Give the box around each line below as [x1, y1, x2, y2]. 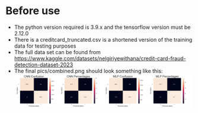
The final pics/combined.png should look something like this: [14, 67, 163, 74]
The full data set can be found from [14, 48, 101, 55]
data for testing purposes [14, 42, 76, 49]
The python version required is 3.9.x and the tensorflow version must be [14, 24, 191, 31]
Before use [5, 4, 60, 18]
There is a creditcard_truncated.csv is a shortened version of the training [14, 36, 193, 43]
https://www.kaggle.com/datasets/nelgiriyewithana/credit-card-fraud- [14, 55, 186, 62]
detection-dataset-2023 [14, 61, 74, 68]
